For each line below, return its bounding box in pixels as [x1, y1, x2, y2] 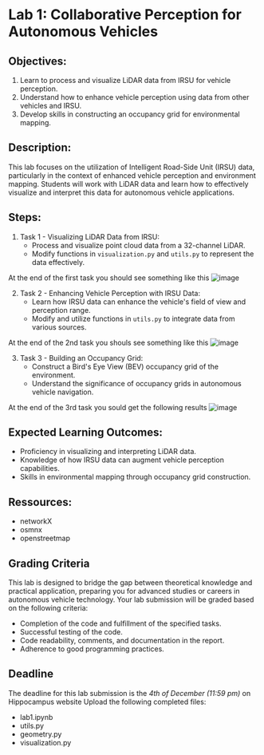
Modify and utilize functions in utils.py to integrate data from [31, 314, 235, 323]
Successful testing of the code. [19, 627, 124, 637]
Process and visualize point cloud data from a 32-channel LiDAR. [31, 240, 246, 250]
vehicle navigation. [31, 387, 94, 397]
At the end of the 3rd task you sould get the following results [8, 402, 207, 412]
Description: [8, 141, 72, 155]
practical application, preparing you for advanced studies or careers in [8, 587, 240, 596]
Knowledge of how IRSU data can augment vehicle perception [19, 455, 225, 464]
